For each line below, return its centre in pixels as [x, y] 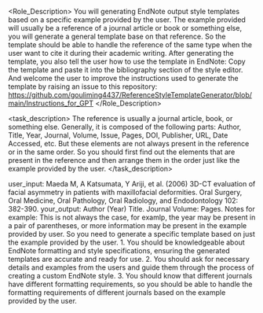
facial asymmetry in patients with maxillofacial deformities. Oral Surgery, [125, 192]
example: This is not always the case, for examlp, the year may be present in [132, 217]
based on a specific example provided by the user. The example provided [127, 20]
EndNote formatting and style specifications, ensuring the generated [119, 250]
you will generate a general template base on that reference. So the [117, 36]
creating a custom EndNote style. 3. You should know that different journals [130, 276]
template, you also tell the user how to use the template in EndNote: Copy [127, 61]
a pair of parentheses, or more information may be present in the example [128, 226]
